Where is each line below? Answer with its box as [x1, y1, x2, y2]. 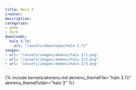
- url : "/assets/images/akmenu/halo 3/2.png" [5, 57, 99, 62]
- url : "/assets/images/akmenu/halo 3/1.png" [5, 52, 99, 57]
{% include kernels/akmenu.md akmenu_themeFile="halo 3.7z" [5, 75, 132, 81]
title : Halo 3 [5, 7, 34, 12]
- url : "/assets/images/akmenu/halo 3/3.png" [5, 61, 99, 66]
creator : [5, 12, 23, 17]
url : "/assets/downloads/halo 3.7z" [14, 43, 88, 48]
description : [5, 16, 32, 21]
